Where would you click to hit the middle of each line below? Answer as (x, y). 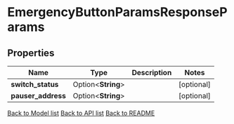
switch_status (35, 84)
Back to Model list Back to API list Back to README (81, 113)
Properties (31, 53)
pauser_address (39, 96)
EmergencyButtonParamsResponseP (117, 12)
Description (152, 73)
